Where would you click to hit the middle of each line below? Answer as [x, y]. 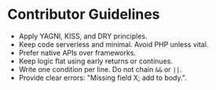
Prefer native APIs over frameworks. [77, 52]
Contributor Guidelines [84, 14]
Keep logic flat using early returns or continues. [96, 61]
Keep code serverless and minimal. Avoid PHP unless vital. [113, 44]
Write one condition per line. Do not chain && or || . [100, 69]
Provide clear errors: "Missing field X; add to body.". [103, 77]
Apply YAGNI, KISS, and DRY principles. [83, 36]
